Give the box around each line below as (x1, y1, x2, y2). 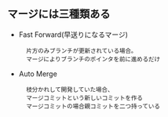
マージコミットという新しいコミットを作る (26, 93, 143, 102)
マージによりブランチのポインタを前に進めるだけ (26, 55, 161, 63)
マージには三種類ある (7, 7, 111, 21)
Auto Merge (18, 69, 58, 79)
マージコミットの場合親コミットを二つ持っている (26, 102, 160, 110)
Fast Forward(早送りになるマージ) (18, 30, 129, 39)
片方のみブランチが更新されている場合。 (26, 46, 137, 55)
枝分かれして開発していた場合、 (26, 86, 114, 93)
